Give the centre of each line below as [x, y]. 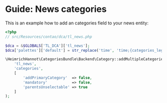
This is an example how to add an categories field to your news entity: [77, 23]
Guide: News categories [56, 9]
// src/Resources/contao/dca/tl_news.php [49, 37]
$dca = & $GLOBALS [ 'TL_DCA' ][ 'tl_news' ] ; [48, 46]
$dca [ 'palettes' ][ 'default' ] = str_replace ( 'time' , [60, 50]
